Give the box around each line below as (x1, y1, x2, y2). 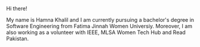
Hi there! (6, 5, 27, 12)
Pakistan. (6, 35, 29, 42)
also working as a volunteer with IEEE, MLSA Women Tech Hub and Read (6, 29, 186, 36)
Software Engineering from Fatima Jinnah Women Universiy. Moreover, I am (6, 23, 193, 29)
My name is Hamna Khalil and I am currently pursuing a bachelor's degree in (6, 16, 195, 23)
